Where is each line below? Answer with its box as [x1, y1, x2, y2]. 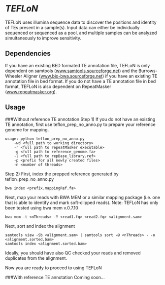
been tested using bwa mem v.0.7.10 [5, 204, 79, 210]
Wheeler [5, 73, 23, 79]
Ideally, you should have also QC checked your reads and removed [5, 250, 141, 256]
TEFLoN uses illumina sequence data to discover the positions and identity [5, 19, 157, 25]
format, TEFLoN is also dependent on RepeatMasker [5, 83, 112, 89]
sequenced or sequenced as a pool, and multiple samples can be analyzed [5, 30, 157, 36]
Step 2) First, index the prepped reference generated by [5, 171, 119, 177]
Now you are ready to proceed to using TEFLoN [5, 265, 102, 271]
